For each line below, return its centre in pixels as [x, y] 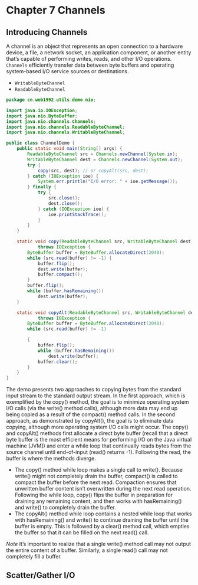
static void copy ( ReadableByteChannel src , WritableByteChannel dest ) [105, 242]
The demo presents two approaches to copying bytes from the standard [94, 390]
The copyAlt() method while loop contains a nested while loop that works [103, 514]
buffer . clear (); [57, 362]
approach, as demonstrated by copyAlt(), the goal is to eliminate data [90, 421]
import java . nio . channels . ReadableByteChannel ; [66, 127]
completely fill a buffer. [34, 557]
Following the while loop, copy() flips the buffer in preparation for [94, 495]
